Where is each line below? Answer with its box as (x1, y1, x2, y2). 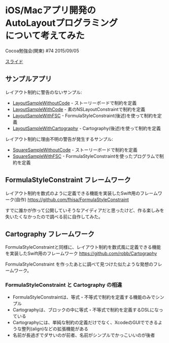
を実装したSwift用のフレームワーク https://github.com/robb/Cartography (5, 250, 157, 256)
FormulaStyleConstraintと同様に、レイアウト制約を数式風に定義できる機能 (5, 244, 161, 250)
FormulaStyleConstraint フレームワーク (5, 176, 131, 184)
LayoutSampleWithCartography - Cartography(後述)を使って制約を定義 (12, 125, 161, 131)
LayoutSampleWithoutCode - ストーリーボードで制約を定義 (12, 100, 137, 106)
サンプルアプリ (5, 74, 52, 84)
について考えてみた (5, 30, 85, 42)
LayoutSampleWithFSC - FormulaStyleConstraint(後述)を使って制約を (12, 112, 158, 119)
